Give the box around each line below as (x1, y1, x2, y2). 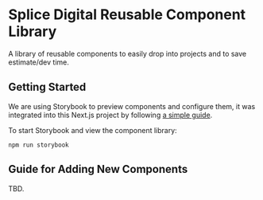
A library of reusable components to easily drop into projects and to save (8, 49, 247, 58)
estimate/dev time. (8, 57, 69, 67)
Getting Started (8, 80, 87, 94)
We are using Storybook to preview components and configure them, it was (8, 101, 256, 111)
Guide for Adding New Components (8, 163, 188, 176)
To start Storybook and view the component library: (8, 125, 177, 135)
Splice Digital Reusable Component (8, 6, 246, 24)
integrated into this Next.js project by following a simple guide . (8, 110, 213, 120)
